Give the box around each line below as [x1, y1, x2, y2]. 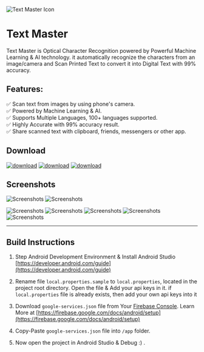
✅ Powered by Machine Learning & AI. [6, 107, 102, 114]
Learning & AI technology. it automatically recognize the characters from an [6, 53, 195, 61]
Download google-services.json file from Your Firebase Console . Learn [15, 303, 195, 310]
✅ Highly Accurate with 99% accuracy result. [6, 120, 120, 128]
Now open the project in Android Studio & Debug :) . [15, 339, 146, 347]
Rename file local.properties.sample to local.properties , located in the [15, 278, 197, 285]
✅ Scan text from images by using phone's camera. [6, 100, 135, 108]
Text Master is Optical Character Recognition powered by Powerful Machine [6, 47, 196, 54]
